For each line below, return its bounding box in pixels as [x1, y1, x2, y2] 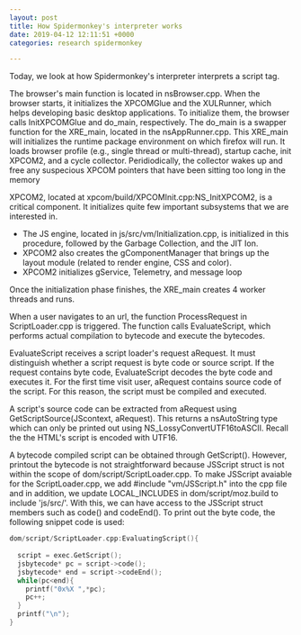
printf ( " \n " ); [17, 610, 70, 619]
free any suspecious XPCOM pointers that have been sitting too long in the [9, 165, 286, 176]
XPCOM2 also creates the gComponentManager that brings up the [22, 248, 270, 259]
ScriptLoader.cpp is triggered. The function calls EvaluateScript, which [9, 321, 271, 331]
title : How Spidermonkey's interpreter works [9, 22, 182, 31]
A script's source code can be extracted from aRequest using [9, 404, 237, 414]
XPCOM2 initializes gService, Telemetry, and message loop [22, 267, 243, 277]
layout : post [9, 13, 58, 23]
